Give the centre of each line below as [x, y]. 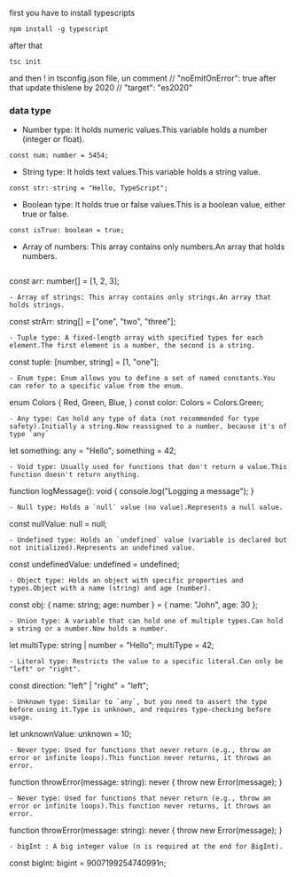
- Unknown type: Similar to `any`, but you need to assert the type [138, 702]
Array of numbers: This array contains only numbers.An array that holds [153, 247]
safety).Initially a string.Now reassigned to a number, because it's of [148, 427]
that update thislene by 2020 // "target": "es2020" [101, 87]
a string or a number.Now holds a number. [89, 629]
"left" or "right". [45, 669]
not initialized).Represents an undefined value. [103, 548]
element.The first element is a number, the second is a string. [132, 346]
